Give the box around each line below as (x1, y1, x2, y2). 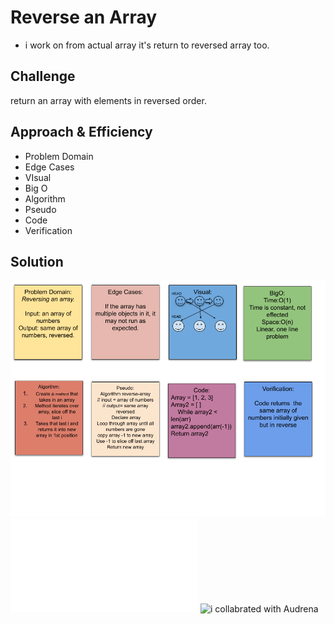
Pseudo (24, 203, 57, 215)
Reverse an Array (10, 6, 158, 29)
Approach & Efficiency (10, 124, 153, 141)
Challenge (10, 68, 76, 85)
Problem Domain (24, 150, 94, 162)
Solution (10, 253, 64, 270)
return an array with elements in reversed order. (10, 94, 207, 106)
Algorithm (24, 192, 66, 205)
